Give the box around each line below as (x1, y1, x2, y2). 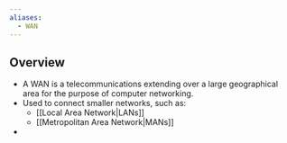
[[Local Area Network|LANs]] (35, 107, 144, 118)
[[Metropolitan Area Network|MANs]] (35, 117, 174, 128)
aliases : (9, 13, 42, 22)
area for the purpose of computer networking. (22, 88, 194, 99)
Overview (9, 55, 66, 70)
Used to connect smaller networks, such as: (22, 98, 187, 109)
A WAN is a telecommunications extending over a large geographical (22, 78, 278, 90)
